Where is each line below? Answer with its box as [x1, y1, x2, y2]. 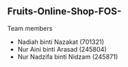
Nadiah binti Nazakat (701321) [17, 38, 104, 46]
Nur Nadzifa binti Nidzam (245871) [17, 52, 118, 61]
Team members [7, 24, 53, 32]
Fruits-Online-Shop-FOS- [7, 6, 122, 17]
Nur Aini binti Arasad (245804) [17, 45, 107, 53]
